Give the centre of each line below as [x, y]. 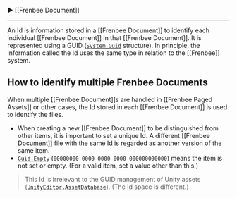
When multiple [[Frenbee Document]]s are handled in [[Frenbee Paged [110, 99]
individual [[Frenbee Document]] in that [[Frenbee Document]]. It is [105, 38]
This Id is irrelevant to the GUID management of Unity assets [113, 179]
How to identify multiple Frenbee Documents [108, 83]
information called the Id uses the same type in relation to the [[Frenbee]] [114, 53]
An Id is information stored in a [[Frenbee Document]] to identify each [109, 30]
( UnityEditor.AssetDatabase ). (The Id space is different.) [107, 187]
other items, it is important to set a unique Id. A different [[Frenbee [114, 135]
